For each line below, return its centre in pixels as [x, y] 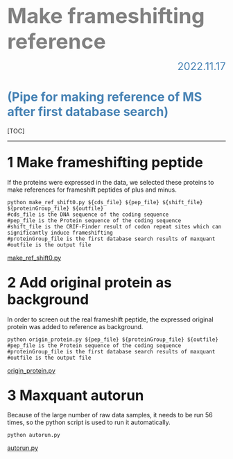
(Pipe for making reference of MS [105, 97]
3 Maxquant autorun [76, 395]
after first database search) [88, 112]
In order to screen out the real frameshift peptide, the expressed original [110, 319]
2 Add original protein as [89, 283]
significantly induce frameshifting [60, 233]
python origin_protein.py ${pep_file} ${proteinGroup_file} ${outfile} [113, 340]
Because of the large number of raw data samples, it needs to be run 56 [110, 415]
